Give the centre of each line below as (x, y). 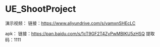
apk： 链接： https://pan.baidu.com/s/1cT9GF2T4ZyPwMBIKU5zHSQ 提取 (80, 33)
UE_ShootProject (41, 9)
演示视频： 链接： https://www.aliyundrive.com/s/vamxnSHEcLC (70, 23)
